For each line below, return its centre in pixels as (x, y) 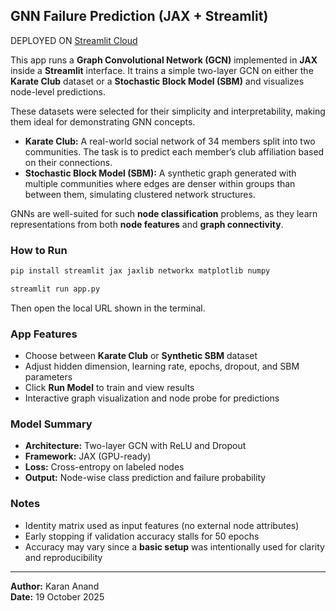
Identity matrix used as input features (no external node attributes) (162, 525)
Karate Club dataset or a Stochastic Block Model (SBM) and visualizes (157, 81)
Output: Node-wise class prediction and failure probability (145, 478)
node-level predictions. (58, 91)
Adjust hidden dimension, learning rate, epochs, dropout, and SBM (162, 366)
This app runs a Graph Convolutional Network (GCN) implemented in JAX (164, 60)
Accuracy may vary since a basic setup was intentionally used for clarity (174, 546)
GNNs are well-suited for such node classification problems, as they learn (164, 213)
